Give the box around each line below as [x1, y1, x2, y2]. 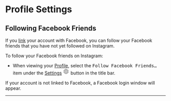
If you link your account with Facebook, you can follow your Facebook [5, 37, 153, 43]
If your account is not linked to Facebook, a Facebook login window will [5, 80, 155, 86]
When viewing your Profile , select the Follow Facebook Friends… [12, 63, 157, 68]
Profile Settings [5, 4, 72, 15]
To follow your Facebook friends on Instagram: [5, 53, 103, 59]
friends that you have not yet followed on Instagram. [5, 43, 115, 49]
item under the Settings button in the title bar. [12, 70, 116, 76]
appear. [5, 85, 21, 91]
